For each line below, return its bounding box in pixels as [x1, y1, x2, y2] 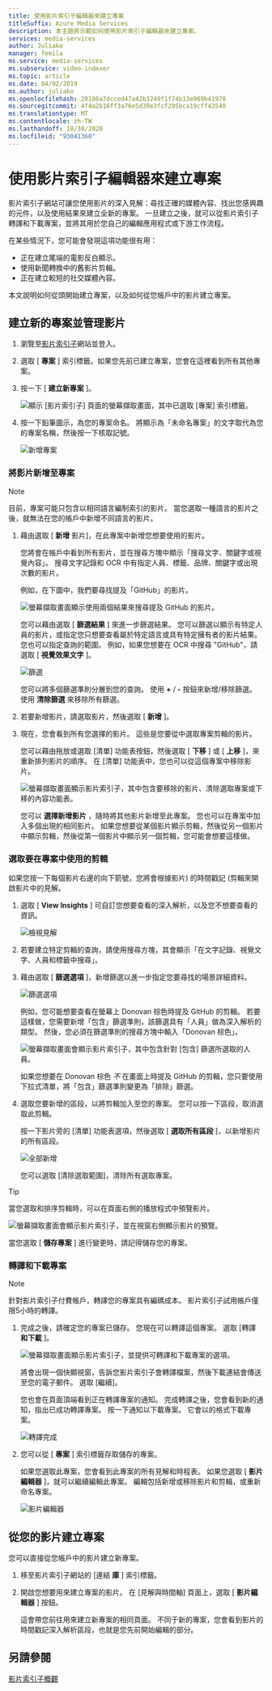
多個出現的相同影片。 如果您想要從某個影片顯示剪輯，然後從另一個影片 [27, 821, 264, 831]
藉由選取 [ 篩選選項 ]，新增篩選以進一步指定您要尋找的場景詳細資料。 [19, 972, 252, 982]
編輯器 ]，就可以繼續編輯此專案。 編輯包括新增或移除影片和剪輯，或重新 [19, 1476, 261, 1486]
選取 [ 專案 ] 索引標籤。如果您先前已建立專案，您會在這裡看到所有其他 [19, 356, 253, 366]
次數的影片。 [19, 567, 63, 577]
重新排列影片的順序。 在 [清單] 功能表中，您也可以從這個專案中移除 [19, 756, 244, 766]
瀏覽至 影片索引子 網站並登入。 [19, 339, 120, 349]
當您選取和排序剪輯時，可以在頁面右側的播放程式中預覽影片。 [8, 1203, 215, 1213]
